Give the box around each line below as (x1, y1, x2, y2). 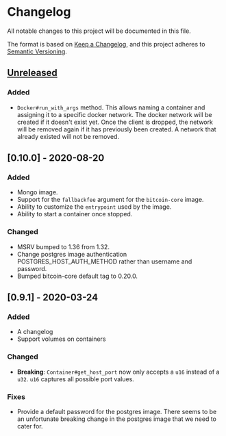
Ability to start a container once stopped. (16, 210, 133, 218)
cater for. (16, 422, 43, 430)
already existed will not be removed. (16, 132, 120, 140)
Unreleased (7, 67, 58, 79)
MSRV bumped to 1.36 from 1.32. (16, 242, 110, 251)
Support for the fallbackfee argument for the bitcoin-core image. (16, 196, 204, 204)
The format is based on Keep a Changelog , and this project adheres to (7, 40, 205, 48)
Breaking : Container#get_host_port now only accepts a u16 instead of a (16, 368, 220, 376)
